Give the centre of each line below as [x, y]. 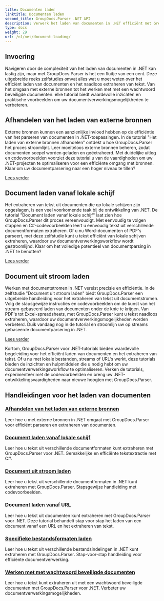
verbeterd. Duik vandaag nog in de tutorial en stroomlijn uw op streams [76, 324]
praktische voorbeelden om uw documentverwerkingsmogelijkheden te [77, 99]
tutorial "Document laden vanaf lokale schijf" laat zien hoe [63, 215]
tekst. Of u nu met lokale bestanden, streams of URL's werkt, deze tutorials [80, 359]
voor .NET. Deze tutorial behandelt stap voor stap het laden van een [73, 520]
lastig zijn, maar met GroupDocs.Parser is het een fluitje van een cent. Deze [81, 73]
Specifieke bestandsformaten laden [49, 538]
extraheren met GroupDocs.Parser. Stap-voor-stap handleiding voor [73, 554]
